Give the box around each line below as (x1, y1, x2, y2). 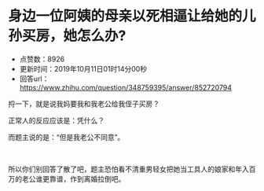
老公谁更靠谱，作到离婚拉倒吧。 (21, 174, 126, 183)
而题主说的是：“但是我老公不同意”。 (8, 132, 125, 141)
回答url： (19, 74, 49, 83)
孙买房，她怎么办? (8, 27, 126, 45)
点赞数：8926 (19, 54, 65, 64)
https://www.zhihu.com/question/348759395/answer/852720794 (19, 83, 233, 92)
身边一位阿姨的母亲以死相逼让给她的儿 (8, 7, 257, 25)
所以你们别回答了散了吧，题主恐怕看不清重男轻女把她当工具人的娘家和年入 (8, 164, 249, 174)
